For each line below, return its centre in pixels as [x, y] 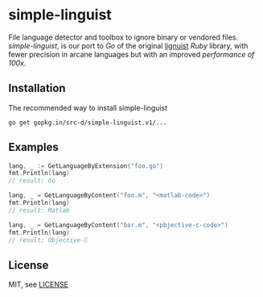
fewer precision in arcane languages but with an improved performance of [131, 54]
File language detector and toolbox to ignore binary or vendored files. [123, 37]
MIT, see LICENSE [38, 285]
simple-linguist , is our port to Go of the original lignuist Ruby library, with [128, 45]
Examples [33, 147]
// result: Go [32, 181]
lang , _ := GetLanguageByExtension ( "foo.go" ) [86, 166]
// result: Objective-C [48, 240]
